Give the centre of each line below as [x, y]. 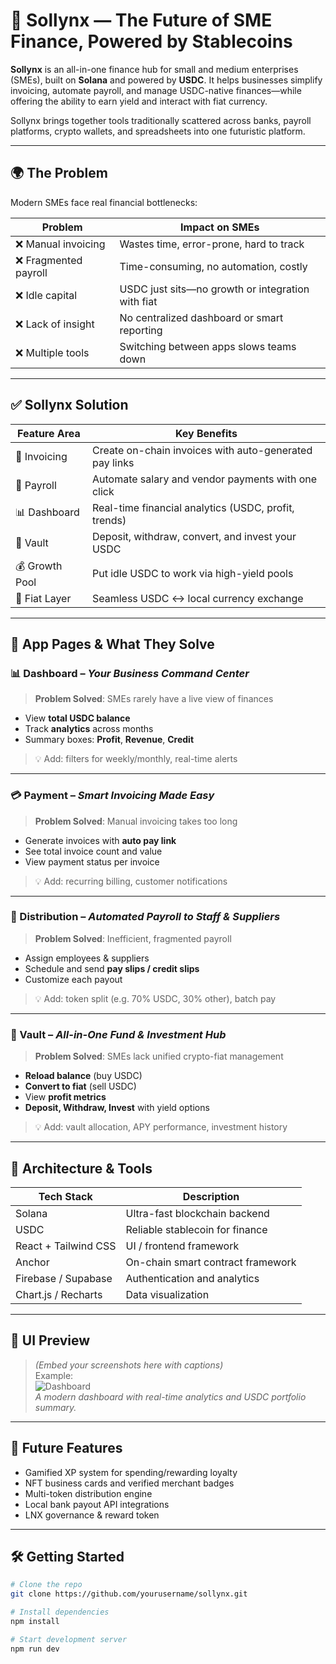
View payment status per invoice [92, 861]
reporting [141, 330]
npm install [35, 1622]
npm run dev [35, 1649]
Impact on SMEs [220, 227]
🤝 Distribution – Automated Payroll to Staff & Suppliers [145, 917]
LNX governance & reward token [92, 1515]
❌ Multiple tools [52, 352]
